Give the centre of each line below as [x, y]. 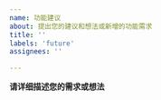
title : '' [28, 35]
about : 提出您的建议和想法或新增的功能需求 [81, 26]
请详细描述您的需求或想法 [57, 86]
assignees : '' [36, 52]
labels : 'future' [42, 43]
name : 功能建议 [35, 18]
